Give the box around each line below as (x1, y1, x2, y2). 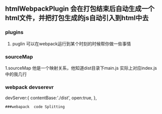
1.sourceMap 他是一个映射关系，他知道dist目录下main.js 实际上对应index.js (5, 65, 158, 71)
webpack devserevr (5, 84, 54, 90)
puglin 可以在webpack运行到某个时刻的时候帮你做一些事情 (12, 41, 131, 47)
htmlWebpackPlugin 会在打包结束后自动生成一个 (5, 4, 155, 13)
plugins (5, 29, 24, 36)
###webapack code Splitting (5, 105, 65, 110)
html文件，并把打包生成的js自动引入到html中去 (5, 14, 149, 22)
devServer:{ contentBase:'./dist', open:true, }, (5, 95, 97, 101)
